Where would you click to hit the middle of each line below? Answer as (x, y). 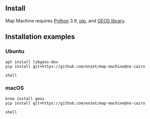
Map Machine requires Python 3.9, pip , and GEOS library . (66, 20)
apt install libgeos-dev (32, 62)
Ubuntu (15, 52)
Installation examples (40, 37)
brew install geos (25, 99)
